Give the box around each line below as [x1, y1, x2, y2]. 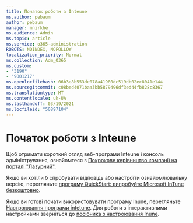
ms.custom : [6, 62, 33, 69]
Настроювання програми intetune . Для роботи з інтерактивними [6, 204, 167, 211]
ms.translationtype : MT [6, 90, 64, 96]
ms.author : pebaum [6, 14, 51, 20]
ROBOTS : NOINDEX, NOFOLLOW [6, 47, 72, 53]
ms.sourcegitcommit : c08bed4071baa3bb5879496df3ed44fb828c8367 [6, 85, 163, 90]
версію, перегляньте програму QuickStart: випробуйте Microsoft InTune [6, 180, 184, 187]
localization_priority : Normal [6, 52, 82, 58]
